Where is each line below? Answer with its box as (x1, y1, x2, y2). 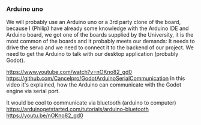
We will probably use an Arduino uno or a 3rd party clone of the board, (6, 19, 181, 26)
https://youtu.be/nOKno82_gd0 (6, 112, 84, 119)
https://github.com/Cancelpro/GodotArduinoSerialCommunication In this (6, 75, 185, 82)
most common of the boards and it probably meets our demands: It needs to (6, 38, 195, 45)
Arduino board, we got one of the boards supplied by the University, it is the (6, 31, 194, 38)
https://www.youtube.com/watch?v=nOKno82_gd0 (6, 69, 132, 76)
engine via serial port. (6, 88, 60, 95)
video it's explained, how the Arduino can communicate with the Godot (6, 81, 182, 88)
